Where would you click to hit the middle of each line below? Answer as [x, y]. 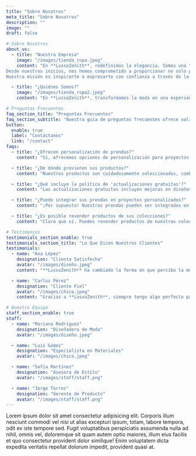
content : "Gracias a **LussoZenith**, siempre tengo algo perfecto [100, 297]
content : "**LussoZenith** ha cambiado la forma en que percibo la [100, 270]
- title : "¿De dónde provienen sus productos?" [70, 168]
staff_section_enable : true [40, 313]
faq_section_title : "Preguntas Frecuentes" [60, 114]
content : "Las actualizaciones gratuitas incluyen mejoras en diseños [104, 190]
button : [15, 125]
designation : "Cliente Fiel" [52, 286]
